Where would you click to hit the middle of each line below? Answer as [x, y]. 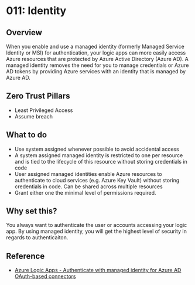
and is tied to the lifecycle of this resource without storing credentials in [101, 161]
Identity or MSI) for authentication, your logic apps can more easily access [96, 53]
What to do [27, 135]
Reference [25, 256]
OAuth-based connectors [45, 276]
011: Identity [36, 11]
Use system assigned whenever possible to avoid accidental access [97, 149]
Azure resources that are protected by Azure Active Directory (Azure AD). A [97, 59]
